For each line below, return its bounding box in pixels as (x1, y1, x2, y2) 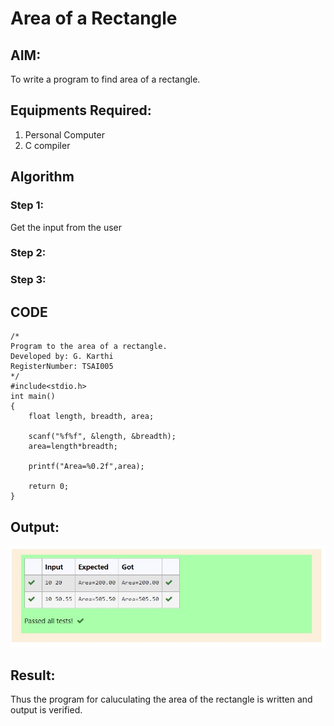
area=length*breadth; (28, 442, 118, 452)
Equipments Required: (10, 102, 152, 119)
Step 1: (10, 198, 44, 212)
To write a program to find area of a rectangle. (10, 73, 201, 85)
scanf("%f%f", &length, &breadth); (28, 432, 177, 442)
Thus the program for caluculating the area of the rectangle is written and (10, 693, 313, 706)
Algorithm (10, 168, 75, 186)
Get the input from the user (10, 221, 122, 233)
